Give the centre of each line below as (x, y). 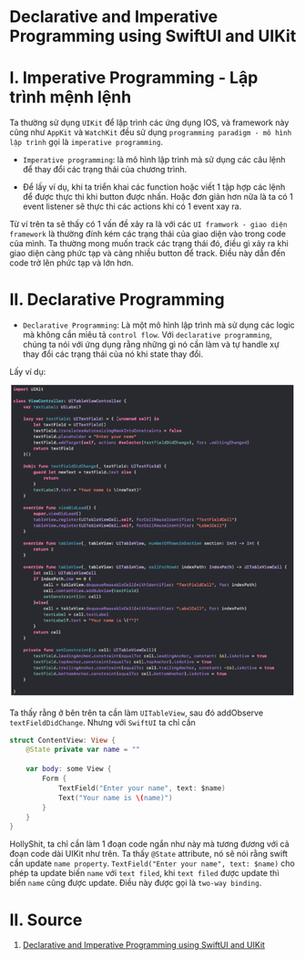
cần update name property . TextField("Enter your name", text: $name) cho (152, 863)
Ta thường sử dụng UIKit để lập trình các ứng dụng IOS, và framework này (149, 123)
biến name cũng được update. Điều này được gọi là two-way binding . (136, 883)
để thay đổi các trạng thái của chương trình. (105, 170)
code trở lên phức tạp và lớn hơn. (71, 263)
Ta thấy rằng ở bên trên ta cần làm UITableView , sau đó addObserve (137, 713)
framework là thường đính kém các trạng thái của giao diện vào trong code (148, 234)
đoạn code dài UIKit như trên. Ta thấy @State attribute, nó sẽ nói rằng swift (149, 854)
